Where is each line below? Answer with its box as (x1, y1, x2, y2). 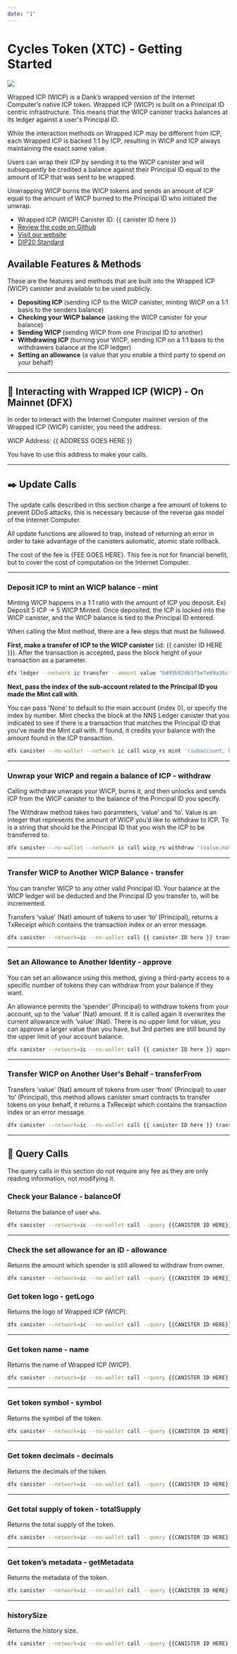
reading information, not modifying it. (7, 1174, 116, 1183)
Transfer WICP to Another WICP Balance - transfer (7, 868, 184, 878)
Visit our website (17, 230, 67, 239)
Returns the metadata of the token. (7, 1573, 109, 1582)
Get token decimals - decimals (7, 1451, 114, 1461)
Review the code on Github (17, 222, 97, 231)
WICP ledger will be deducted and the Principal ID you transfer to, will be (7, 891, 219, 900)
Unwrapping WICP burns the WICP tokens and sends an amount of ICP (7, 186, 214, 195)
